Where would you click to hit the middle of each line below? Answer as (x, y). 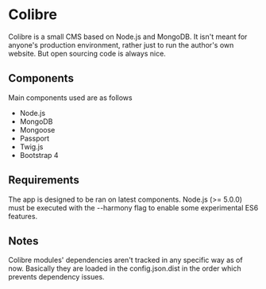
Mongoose (37, 129)
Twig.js (31, 146)
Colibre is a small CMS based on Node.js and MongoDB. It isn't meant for (128, 37)
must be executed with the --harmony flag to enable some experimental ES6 (133, 207)
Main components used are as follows (70, 98)
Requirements (44, 180)
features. (23, 216)
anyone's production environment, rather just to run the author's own (121, 44)
